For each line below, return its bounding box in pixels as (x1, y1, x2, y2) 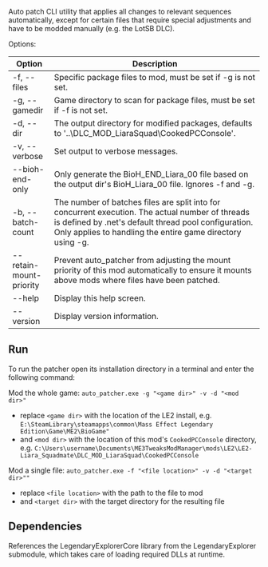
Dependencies (8, 520, 82, 533)
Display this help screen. (53, 293, 146, 303)
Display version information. (53, 311, 160, 321)
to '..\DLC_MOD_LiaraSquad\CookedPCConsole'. (53, 128, 236, 138)
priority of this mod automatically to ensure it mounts (53, 265, 253, 275)
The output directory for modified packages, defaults (53, 118, 253, 129)
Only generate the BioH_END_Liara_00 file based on (53, 169, 249, 179)
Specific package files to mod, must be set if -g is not (53, 72, 256, 82)
